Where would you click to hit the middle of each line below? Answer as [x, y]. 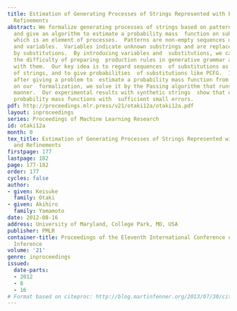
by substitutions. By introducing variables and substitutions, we [118, 54]
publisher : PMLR [31, 230]
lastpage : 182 [28, 159]
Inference [28, 244]
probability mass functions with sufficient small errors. [104, 100]
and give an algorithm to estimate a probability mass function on [116, 34]
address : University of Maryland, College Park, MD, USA [93, 224]
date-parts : [31, 270]
